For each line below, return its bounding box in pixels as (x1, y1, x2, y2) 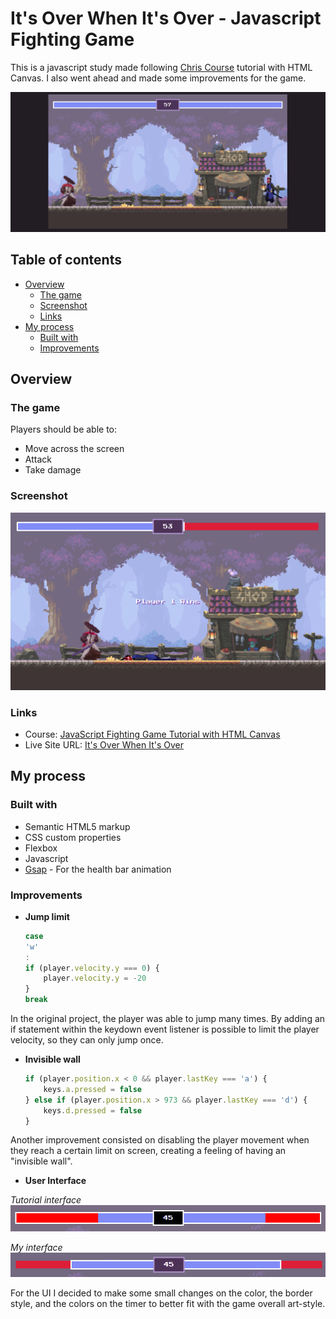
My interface (10, 1242, 63, 1254)
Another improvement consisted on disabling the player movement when (10, 1134, 310, 1146)
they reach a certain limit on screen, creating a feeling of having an (10, 1145, 287, 1157)
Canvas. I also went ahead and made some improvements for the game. (10, 72, 307, 84)
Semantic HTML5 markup (24, 820, 131, 832)
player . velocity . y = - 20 (43, 973, 147, 984)
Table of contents (10, 252, 122, 269)
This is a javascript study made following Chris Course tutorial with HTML (10, 61, 313, 73)
